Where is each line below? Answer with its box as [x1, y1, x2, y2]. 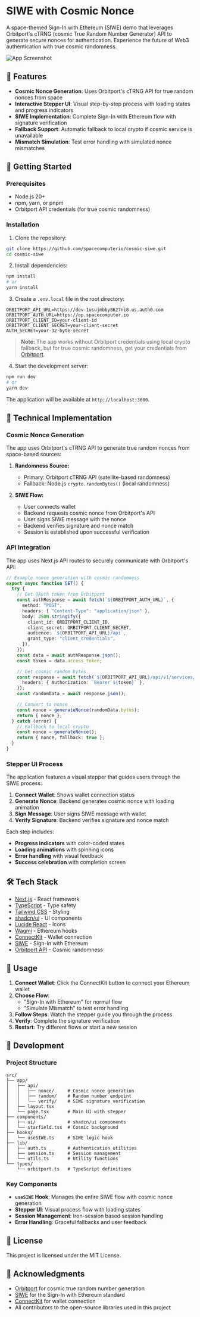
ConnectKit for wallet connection [14, 1297, 96, 1304]
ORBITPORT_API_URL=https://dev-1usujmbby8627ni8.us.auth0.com [6, 307, 164, 313]
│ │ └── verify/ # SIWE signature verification [6, 1098, 145, 1104]
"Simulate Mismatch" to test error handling [23, 1004, 129, 1011]
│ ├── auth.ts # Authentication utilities [6, 1145, 137, 1151]
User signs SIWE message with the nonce [23, 516, 127, 523]
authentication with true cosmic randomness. [6, 43, 117, 50]
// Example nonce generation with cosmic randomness [6, 575, 140, 581]
